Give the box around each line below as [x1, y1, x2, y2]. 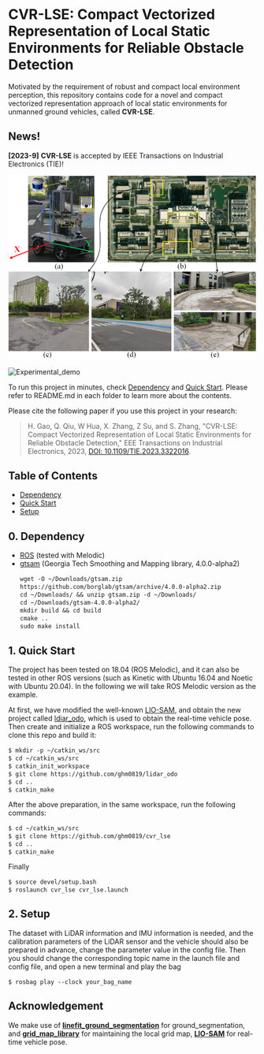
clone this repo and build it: [8, 731, 97, 740]
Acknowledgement [8, 1000, 104, 1013]
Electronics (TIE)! [8, 159, 65, 169]
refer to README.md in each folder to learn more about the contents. [8, 390, 232, 400]
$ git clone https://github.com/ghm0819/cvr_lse [8, 832, 171, 840]
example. [8, 690, 38, 699]
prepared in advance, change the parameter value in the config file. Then [8, 944, 246, 955]
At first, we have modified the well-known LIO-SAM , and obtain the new [8, 706, 242, 715]
